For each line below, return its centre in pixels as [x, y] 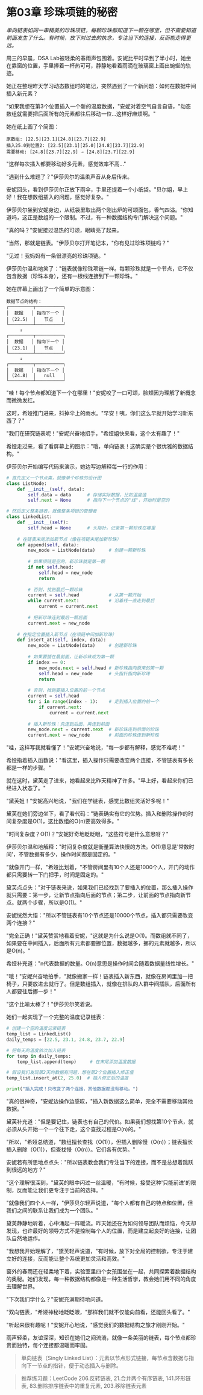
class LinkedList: [29, 517]
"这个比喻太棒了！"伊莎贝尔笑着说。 [51, 1004]
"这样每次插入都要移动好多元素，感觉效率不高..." [66, 164]
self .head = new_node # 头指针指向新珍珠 [94, 673]
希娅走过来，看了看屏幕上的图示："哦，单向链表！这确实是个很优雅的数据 [97, 446]
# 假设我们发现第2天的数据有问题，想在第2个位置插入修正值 [70, 1073]
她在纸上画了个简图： [33, 126]
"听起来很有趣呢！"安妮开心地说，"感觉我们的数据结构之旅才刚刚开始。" [96, 1325]
